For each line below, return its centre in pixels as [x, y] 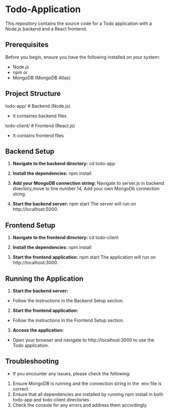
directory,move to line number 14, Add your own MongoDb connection [86, 188]
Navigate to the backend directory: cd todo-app [64, 164]
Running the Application [44, 279]
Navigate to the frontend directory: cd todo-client [65, 238]
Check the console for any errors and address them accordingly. [80, 405]
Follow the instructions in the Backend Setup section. [68, 300]
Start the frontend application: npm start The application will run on [84, 257]
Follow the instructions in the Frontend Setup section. [68, 320]
